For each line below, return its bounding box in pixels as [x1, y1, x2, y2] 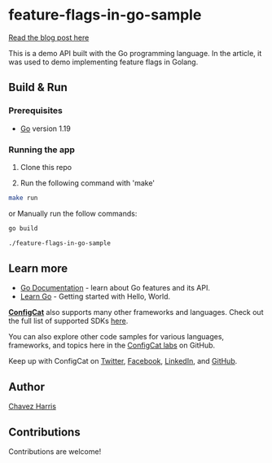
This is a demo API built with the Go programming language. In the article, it [8, 48, 262, 58]
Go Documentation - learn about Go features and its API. [20, 283, 210, 293]
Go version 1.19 [20, 124, 71, 133]
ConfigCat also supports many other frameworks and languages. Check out [8, 308, 264, 317]
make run [8, 194, 38, 202]
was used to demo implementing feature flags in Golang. [8, 57, 199, 67]
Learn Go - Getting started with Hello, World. [20, 291, 171, 302]
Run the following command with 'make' [20, 177, 156, 188]
